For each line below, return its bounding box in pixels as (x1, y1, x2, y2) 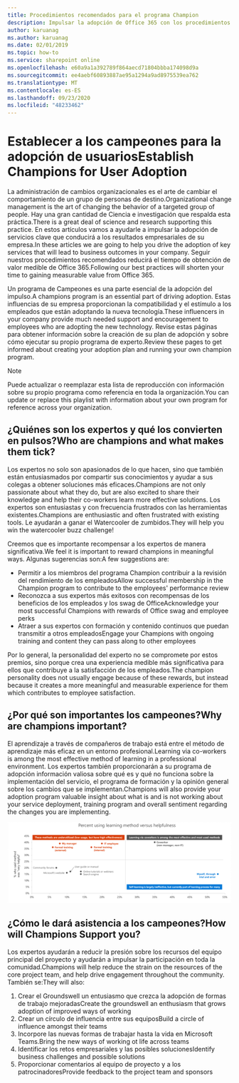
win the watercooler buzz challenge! (7, 525, 114, 534)
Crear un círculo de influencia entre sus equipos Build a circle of (17, 1014, 205, 1023)
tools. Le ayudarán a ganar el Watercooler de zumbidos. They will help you (7, 518, 224, 527)
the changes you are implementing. (7, 807, 111, 816)
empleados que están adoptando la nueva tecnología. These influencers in (7, 307, 225, 316)
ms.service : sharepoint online (7, 57, 100, 64)
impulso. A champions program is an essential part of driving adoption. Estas (7, 293, 231, 301)
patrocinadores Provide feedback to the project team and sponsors (17, 1067, 213, 1076)
